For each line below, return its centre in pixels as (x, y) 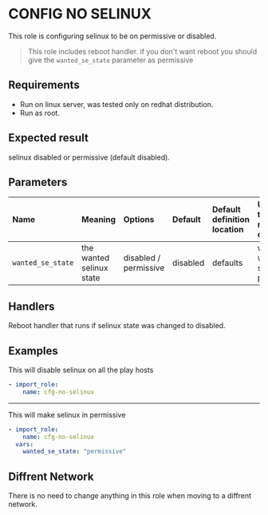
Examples (33, 351)
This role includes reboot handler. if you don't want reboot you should (142, 51)
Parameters (38, 182)
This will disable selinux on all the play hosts (81, 370)
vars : (25, 444)
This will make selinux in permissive (67, 414)
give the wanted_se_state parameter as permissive (110, 60)
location (228, 230)
